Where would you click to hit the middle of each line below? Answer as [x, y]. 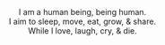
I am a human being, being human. [82, 12]
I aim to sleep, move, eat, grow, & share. [82, 21]
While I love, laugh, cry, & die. [82, 31]
